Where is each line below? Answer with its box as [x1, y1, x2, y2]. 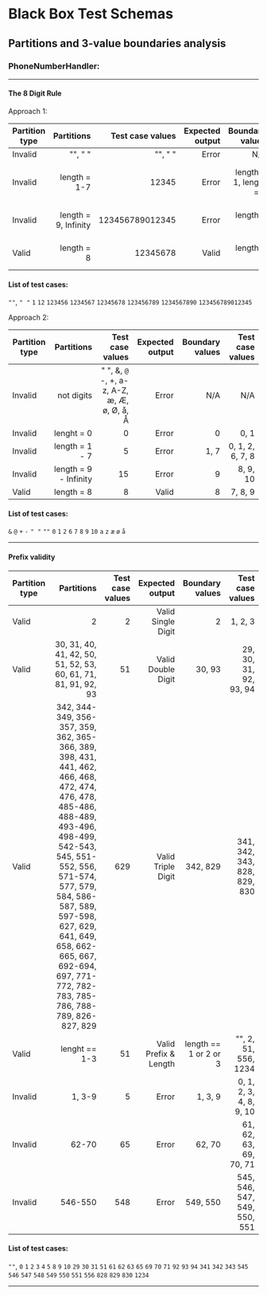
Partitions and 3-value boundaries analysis [8, 37, 226, 50]
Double [148, 663, 176, 674]
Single [151, 615, 176, 626]
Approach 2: [8, 312, 49, 323]
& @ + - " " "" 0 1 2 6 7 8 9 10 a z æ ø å [8, 528, 126, 536]
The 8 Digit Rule [8, 88, 62, 98]
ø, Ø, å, [102, 405, 130, 416]
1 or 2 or [188, 1048, 221, 1059]
